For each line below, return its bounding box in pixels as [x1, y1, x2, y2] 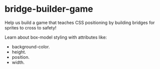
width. [11, 59, 25, 65]
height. [11, 49, 27, 55]
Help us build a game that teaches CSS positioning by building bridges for [4, 20, 155, 25]
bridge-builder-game [4, 3, 93, 15]
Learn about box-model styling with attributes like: [4, 34, 107, 40]
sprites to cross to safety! [4, 24, 57, 30]
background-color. [11, 44, 50, 49]
